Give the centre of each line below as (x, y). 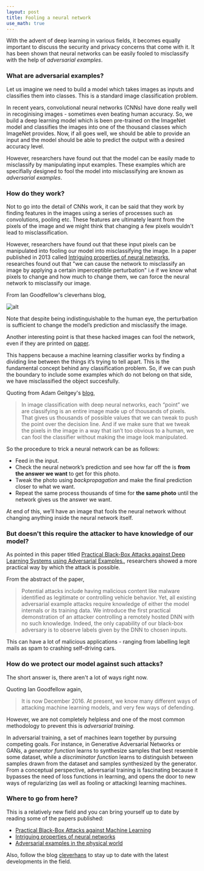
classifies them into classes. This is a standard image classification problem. (102, 96)
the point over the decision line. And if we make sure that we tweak (105, 424)
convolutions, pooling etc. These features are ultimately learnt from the (95, 219)
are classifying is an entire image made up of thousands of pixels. (104, 411)
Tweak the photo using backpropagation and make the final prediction (104, 480)
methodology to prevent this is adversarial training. (71, 725)
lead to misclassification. (37, 232)
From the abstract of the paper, (45, 579)
